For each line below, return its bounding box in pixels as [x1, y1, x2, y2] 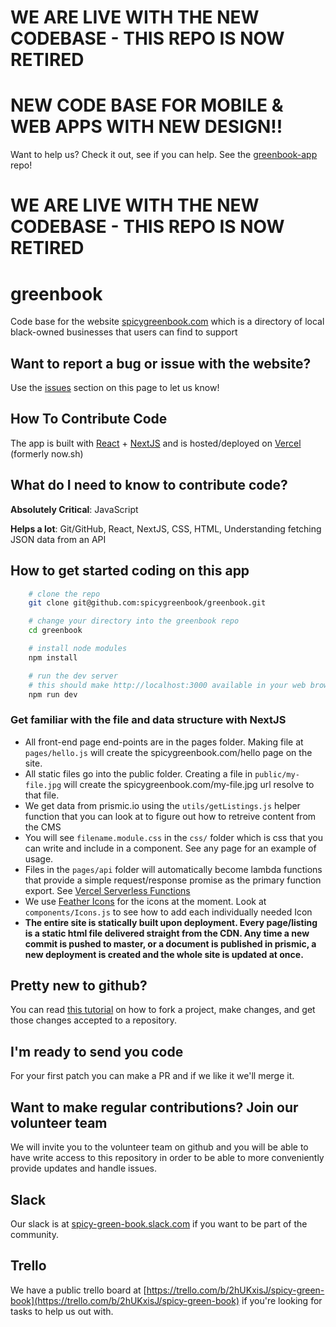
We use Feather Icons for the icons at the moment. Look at [24, 895, 267, 907]
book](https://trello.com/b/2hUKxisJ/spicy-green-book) [10, 1294, 240, 1306]
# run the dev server [28, 671, 118, 681]
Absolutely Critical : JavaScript [10, 503, 139, 515]
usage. [24, 852, 54, 865]
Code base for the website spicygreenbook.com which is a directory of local [10, 316, 325, 328]
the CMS [24, 821, 62, 833]
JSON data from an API [10, 533, 107, 545]
